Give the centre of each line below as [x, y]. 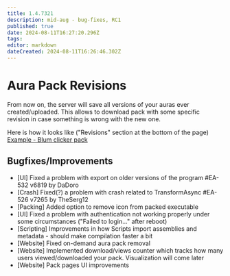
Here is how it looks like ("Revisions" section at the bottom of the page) [108, 132]
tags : [15, 39]
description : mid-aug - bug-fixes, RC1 [64, 20]
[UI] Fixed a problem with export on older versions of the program [110, 177]
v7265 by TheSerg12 [59, 199]
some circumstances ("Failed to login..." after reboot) [92, 221]
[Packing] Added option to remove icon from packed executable [108, 207]
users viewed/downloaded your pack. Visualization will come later [111, 258]
